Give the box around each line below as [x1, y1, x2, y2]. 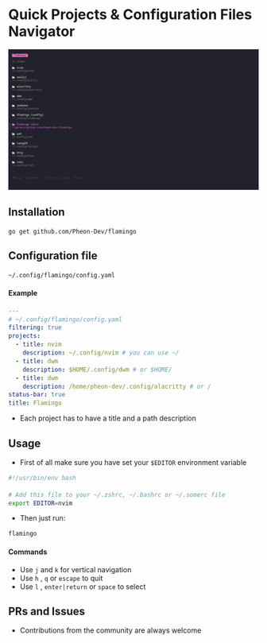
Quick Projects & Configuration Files [8, 6, 253, 24]
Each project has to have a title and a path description [19, 413, 197, 423]
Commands [8, 547, 48, 556]
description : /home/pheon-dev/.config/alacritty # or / [22, 382, 212, 390]
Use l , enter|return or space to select [19, 582, 146, 591]
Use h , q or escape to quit [19, 573, 103, 583]
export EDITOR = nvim [8, 499, 73, 507]
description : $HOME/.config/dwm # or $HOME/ [22, 366, 172, 374]
